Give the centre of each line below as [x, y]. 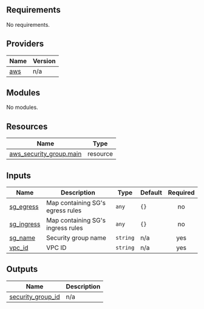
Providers [25, 44]
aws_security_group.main [46, 154]
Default [151, 193]
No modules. [22, 107]
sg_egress [24, 207]
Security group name [76, 238]
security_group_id [35, 296]
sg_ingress [25, 224]
